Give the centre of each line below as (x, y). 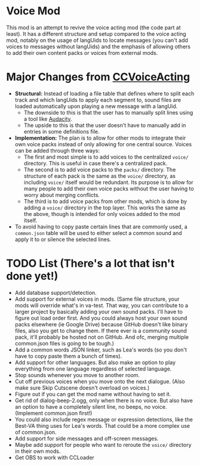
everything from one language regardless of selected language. (93, 369)
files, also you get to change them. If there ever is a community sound (101, 331)
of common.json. (36, 432)
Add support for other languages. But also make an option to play (95, 362)
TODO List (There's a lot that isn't (90, 263)
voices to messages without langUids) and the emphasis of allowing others (99, 47)
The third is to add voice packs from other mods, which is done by (105, 201)
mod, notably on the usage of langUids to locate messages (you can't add (97, 40)
